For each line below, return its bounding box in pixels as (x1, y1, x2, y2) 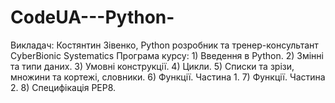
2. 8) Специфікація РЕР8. (10, 81, 117, 93)
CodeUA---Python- (10, 6, 175, 29)
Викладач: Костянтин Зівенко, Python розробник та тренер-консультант (10, 39, 319, 51)
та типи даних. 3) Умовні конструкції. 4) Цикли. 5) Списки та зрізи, (10, 60, 295, 72)
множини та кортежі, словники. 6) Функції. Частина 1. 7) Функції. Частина (10, 71, 326, 83)
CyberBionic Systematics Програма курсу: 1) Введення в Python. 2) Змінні (10, 49, 324, 61)
